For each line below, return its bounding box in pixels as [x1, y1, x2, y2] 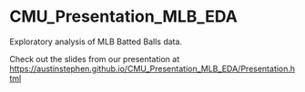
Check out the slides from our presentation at [9, 53, 180, 64]
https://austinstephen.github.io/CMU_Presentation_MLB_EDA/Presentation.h [9, 63, 296, 74]
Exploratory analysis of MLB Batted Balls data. [9, 36, 183, 47]
